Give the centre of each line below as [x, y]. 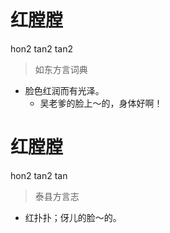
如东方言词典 [61, 69]
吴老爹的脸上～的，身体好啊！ [101, 103]
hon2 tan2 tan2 [41, 48]
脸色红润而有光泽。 [64, 90]
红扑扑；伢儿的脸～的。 [73, 217]
